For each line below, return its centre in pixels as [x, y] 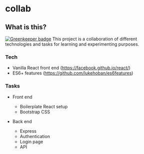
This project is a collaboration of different [94, 39]
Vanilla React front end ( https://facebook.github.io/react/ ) [71, 68]
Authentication [35, 136]
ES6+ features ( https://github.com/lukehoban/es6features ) [73, 73]
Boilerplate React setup [44, 106]
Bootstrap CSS [35, 112]
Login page [31, 142]
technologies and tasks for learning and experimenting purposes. [72, 44]
